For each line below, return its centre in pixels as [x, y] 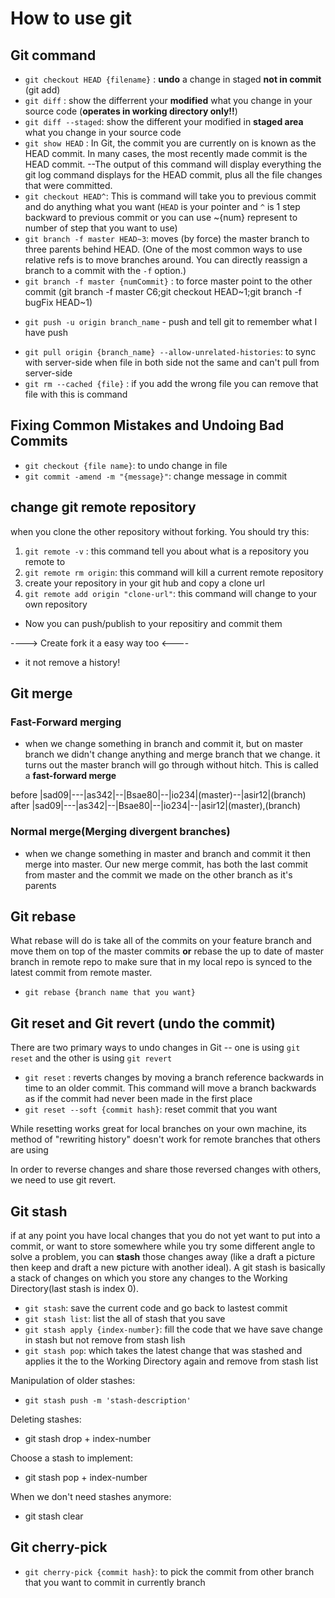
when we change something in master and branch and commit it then [167, 853]
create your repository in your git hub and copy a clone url [144, 583]
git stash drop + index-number [88, 1439]
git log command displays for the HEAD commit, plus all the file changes [173, 175]
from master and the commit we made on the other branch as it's [158, 874]
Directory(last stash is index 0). [75, 1289]
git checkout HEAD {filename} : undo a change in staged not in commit [173, 79]
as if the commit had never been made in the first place [138, 1099]
